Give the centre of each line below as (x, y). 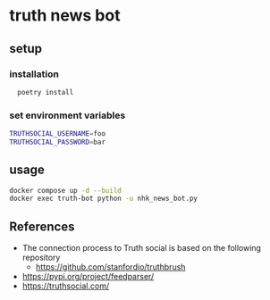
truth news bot (65, 16)
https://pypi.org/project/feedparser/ (88, 277)
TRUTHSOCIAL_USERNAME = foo (57, 134)
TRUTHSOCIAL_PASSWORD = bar (57, 142)
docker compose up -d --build (66, 190)
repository (41, 258)
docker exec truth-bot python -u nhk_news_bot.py (104, 199)
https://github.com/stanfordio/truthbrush (110, 267)
